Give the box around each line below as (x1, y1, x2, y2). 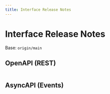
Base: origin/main (5, 45, 42, 51)
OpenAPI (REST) (5, 59, 56, 67)
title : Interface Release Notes (5, 7, 71, 12)
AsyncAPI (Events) (5, 81, 64, 89)
